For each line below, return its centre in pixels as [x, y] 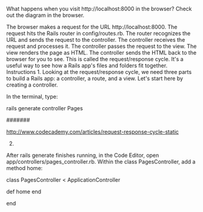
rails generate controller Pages [45, 108]
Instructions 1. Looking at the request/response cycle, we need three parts [99, 72]
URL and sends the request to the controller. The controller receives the [96, 40]
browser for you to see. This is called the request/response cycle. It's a [95, 59]
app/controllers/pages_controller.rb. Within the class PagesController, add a [101, 162]
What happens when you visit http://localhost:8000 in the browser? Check [99, 9]
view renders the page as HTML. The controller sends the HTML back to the [101, 53]
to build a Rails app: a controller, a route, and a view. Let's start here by [95, 78]
